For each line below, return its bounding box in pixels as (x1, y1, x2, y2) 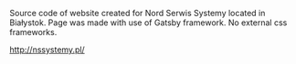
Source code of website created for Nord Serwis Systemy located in (9, 8, 266, 18)
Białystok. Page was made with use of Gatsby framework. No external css (9, 17, 288, 28)
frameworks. (9, 27, 58, 37)
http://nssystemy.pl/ (9, 44, 85, 55)
